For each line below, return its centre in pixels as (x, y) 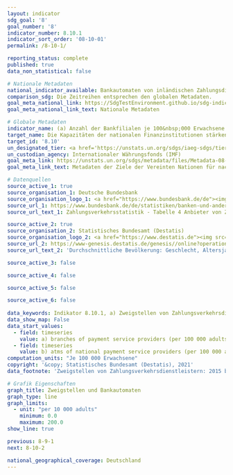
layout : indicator (34, 14)
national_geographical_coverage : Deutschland (74, 460)
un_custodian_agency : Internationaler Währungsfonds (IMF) (94, 154)
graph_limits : (28, 403)
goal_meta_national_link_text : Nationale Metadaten (83, 110)
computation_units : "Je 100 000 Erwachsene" (72, 359)
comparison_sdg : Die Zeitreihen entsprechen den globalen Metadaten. (110, 97)
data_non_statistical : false (49, 71)
